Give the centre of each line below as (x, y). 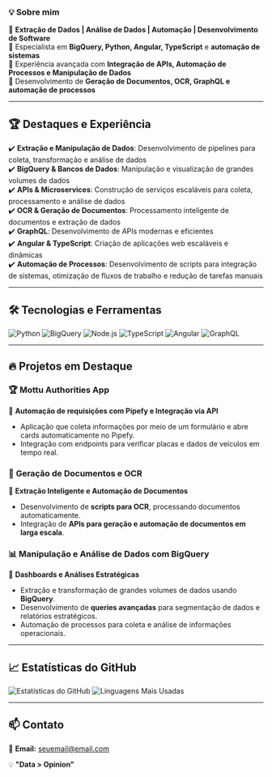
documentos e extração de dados (65, 222)
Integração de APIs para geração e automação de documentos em (133, 523)
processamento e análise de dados (67, 202)
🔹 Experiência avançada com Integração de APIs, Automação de (117, 64)
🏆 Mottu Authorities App (59, 390)
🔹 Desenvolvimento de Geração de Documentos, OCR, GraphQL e (119, 81)
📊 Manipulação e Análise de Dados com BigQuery (109, 553)
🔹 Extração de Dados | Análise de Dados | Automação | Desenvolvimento (134, 30)
